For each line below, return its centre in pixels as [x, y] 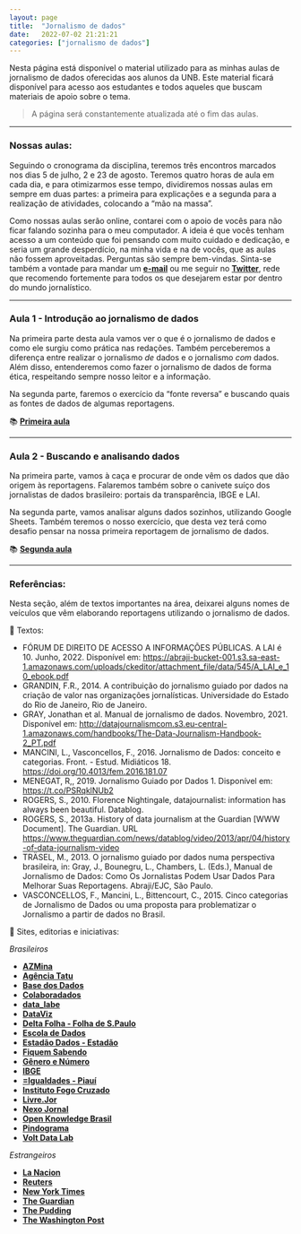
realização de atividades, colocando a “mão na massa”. [111, 203]
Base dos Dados [53, 986]
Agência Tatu [47, 976]
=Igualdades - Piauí [59, 1081]
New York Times [53, 1192]
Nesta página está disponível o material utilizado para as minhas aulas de [145, 68]
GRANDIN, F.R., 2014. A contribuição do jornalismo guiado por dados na [155, 686]
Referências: [38, 584]
